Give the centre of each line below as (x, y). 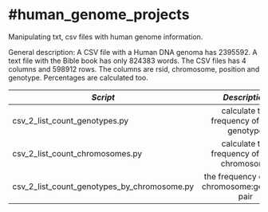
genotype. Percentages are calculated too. (79, 77)
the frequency (230, 176)
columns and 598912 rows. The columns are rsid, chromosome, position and (134, 69)
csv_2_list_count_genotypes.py (71, 120)
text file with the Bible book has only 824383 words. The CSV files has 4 (128, 61)
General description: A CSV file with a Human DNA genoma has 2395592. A (133, 52)
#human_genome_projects (99, 15)
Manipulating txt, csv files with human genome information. (106, 37)
